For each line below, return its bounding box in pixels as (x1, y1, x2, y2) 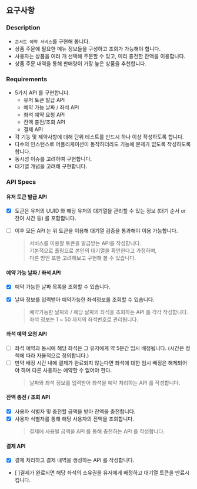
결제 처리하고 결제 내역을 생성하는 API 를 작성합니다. (14, 457, 135, 464)
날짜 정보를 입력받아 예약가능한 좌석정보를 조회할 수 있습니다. (14, 296, 155, 303)
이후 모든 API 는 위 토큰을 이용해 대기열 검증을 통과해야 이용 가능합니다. (14, 227, 178, 234)
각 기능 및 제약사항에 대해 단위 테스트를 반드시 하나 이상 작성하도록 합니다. (14, 133, 184, 140)
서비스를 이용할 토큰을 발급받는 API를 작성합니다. (29, 240, 142, 247)
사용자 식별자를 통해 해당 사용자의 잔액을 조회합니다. (14, 415, 134, 422)
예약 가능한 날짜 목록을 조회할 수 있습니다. (14, 283, 111, 290)
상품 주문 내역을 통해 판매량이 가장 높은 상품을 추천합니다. (14, 60, 147, 67)
